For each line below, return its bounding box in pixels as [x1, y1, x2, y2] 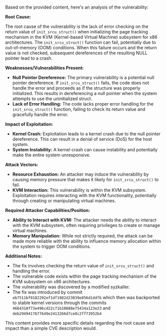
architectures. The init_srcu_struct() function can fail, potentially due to [5, 39, 157, 45]
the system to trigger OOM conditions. [12, 243, 91, 249]
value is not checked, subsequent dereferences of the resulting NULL [5, 50, 148, 56]
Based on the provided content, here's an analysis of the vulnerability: [5, 4, 149, 10]
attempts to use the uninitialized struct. [12, 96, 92, 102]
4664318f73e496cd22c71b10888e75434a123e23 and [12, 305, 111, 311]
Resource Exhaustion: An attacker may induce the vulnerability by [12, 171, 149, 177]
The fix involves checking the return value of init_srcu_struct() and [12, 263, 154, 268]
